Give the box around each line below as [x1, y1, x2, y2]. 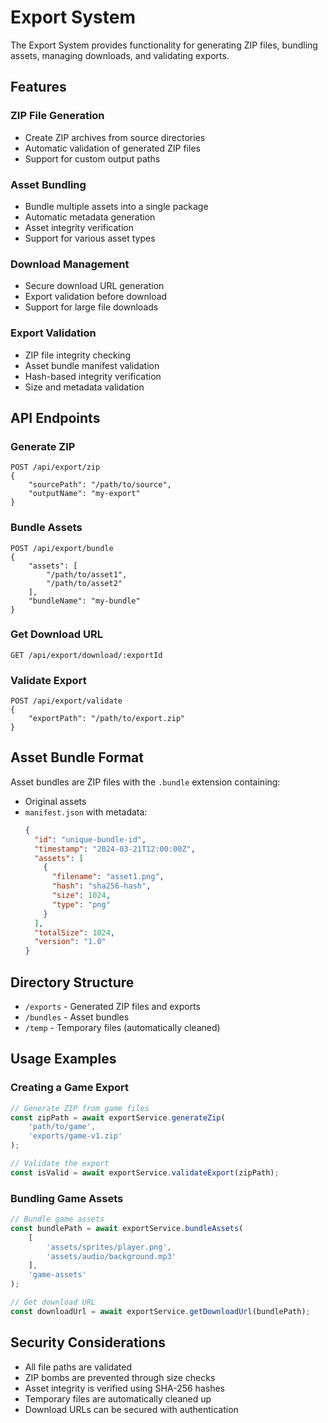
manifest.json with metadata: [24, 806, 148, 818]
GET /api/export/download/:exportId [10, 650, 163, 660]
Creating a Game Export [10, 1081, 130, 1095]
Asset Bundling [10, 177, 87, 191]
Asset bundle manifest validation [24, 359, 160, 371]
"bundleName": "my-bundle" [28, 596, 141, 606]
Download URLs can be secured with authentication [24, 1403, 239, 1415]
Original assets [24, 795, 87, 807]
